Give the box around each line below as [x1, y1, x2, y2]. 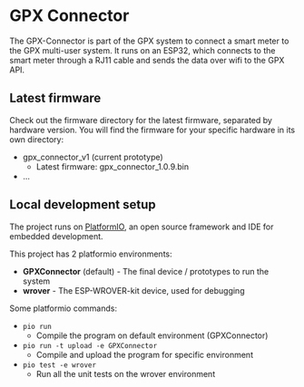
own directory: [9, 133, 64, 145]
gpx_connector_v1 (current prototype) [22, 151, 163, 162]
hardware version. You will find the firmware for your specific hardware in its [9, 124, 296, 135]
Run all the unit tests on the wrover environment [35, 368, 216, 379]
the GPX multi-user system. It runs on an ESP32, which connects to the [9, 44, 276, 55]
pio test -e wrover [22, 360, 97, 370]
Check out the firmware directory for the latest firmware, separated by [9, 114, 272, 125]
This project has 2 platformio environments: [9, 248, 172, 259]
